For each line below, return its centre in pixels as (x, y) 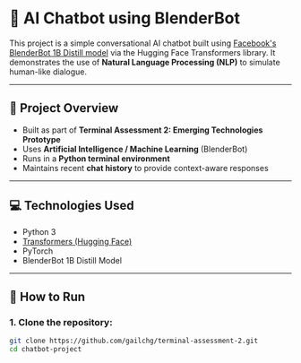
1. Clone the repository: (61, 322)
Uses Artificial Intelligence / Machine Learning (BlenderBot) (135, 149)
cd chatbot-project (46, 350)
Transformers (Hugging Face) (77, 241)
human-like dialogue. (48, 72)
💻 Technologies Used (72, 206)
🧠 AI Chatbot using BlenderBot (125, 18)
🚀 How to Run (47, 296)
